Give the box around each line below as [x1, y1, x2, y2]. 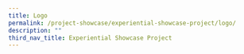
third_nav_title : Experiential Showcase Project [8, 33, 172, 42]
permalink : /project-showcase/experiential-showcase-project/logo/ [8, 19, 237, 27]
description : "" [8, 26, 62, 34]
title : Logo [8, 11, 48, 20]
